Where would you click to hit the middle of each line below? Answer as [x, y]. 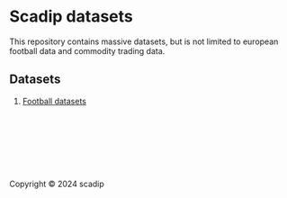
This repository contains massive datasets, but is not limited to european [144, 41]
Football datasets [54, 101]
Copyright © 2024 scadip [57, 184]
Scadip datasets [71, 17]
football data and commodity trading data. [87, 50]
